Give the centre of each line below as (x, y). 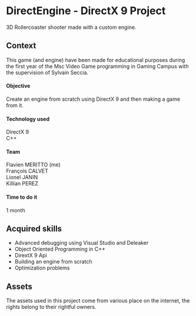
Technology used (28, 119)
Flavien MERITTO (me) (33, 165)
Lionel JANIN (22, 177)
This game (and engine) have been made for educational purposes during (96, 60)
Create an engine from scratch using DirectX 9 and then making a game (93, 99)
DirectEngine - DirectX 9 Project (86, 11)
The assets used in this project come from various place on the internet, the (98, 301)
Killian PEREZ (22, 183)
